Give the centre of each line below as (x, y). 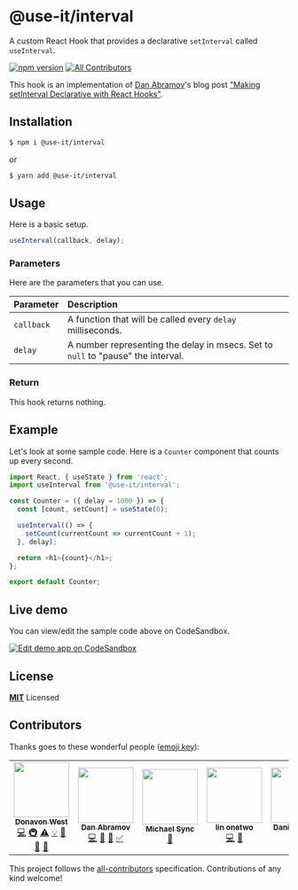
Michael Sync (170, 829)
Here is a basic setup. (49, 224)
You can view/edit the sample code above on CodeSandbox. (120, 631)
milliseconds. (94, 331)
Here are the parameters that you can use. (86, 283)
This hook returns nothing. (58, 402)
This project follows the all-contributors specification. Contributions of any (145, 868)
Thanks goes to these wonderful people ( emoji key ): (105, 746)
